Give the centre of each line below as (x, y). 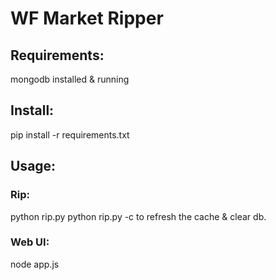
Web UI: (30, 242)
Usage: (33, 166)
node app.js (35, 264)
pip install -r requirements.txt (70, 134)
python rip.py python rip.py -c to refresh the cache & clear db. (138, 216)
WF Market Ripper (87, 18)
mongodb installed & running (70, 79)
